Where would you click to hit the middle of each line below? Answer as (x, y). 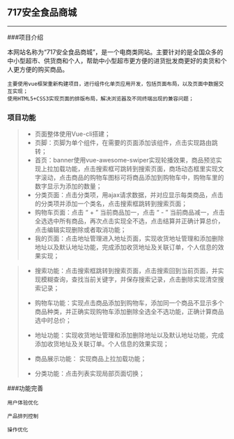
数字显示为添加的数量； (68, 186)
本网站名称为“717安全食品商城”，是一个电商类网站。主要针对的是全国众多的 (115, 52)
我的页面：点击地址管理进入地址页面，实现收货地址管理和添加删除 (129, 238)
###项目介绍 (25, 37)
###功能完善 (25, 388)
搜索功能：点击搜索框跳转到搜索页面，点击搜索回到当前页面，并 (126, 271)
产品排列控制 (23, 417)
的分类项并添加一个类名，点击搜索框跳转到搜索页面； (111, 203)
